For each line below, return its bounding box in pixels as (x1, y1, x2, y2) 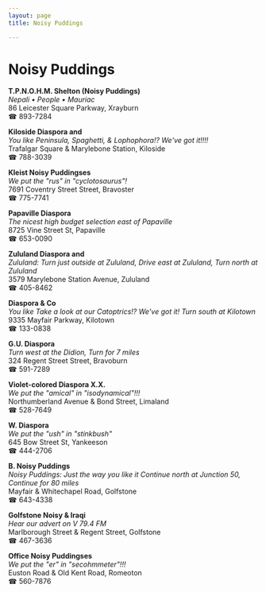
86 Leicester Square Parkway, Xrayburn (8, 103, 139, 113)
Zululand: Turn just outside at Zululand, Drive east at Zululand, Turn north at (8, 257, 258, 267)
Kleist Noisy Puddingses (8, 168, 91, 177)
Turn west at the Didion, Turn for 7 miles (8, 347, 141, 358)
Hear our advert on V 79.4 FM (8, 519, 107, 528)
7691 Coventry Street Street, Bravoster (8, 184, 135, 195)
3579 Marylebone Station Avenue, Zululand (8, 275, 150, 284)
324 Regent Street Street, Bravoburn (8, 356, 129, 366)
